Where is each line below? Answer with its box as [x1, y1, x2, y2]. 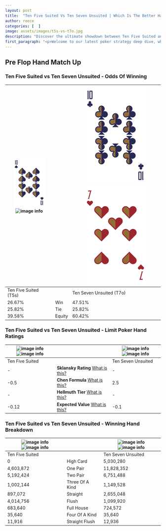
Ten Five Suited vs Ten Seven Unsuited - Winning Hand [5, 420, 140, 427]
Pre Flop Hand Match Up [5, 58, 82, 67]
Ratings [5, 333, 24, 340]
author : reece [5, 18, 35, 23]
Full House [66, 505, 88, 511]
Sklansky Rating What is [56, 365, 108, 371]
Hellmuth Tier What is [56, 389, 102, 395]
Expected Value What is [56, 401, 106, 407]
